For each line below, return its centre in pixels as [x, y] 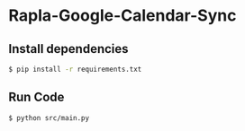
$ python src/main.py [49, 118]
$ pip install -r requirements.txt [75, 69]
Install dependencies [68, 49]
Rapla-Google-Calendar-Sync [122, 16]
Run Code [36, 97]
